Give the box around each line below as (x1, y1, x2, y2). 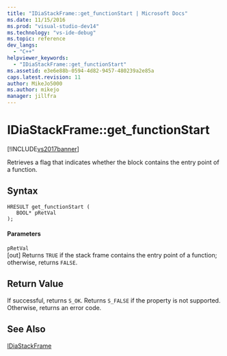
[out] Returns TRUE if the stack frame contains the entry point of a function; (7, 251, 217, 259)
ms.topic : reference (7, 36, 66, 42)
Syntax (7, 186, 38, 197)
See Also (7, 323, 46, 335)
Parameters (7, 230, 41, 238)
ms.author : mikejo (7, 86, 59, 93)
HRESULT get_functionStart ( (7, 203, 90, 210)
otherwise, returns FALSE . (7, 258, 78, 266)
